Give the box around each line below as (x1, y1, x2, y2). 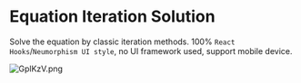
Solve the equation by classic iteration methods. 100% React (9, 36, 236, 47)
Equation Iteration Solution (9, 6, 216, 27)
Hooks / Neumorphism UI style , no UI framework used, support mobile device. (9, 45, 293, 56)
